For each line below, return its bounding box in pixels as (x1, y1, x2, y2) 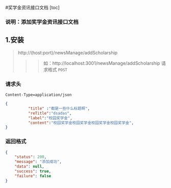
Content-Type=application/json (5, 92, 72, 98)
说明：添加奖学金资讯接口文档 (5, 18, 79, 25)
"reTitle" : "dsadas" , (28, 111, 72, 116)
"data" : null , (14, 164, 44, 169)
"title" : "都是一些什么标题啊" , (28, 106, 90, 111)
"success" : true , (14, 169, 52, 174)
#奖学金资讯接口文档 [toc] (5, 5, 60, 10)
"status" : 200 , (14, 154, 47, 159)
